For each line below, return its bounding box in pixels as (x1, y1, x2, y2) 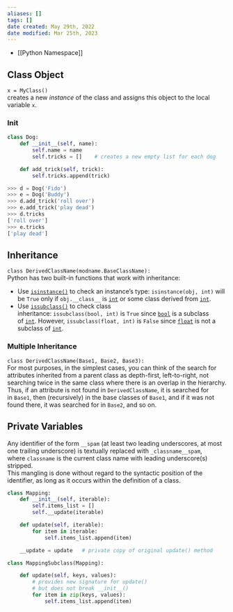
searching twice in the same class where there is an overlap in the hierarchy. (7, 378, 227, 387)
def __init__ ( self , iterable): (19, 496, 111, 503)
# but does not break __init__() (32, 585, 129, 592)
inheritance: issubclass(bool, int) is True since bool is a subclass (17, 309, 209, 318)
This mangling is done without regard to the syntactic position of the (7, 469, 203, 477)
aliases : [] (7, 10, 42, 17)
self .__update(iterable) (32, 509, 104, 516)
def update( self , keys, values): (19, 572, 117, 579)
